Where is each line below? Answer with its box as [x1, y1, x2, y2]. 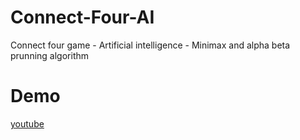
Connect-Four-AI [10, 6, 155, 29]
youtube [10, 117, 45, 130]
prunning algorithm [10, 49, 90, 61]
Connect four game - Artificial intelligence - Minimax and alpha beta [10, 39, 291, 51]
